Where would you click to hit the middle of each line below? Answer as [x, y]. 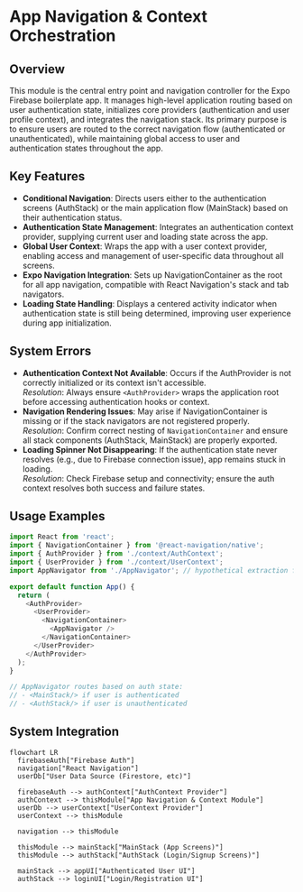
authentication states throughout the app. [87, 148]
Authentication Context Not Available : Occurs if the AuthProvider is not [156, 372]
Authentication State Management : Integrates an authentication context [158, 226]
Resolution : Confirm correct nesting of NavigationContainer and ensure [155, 430]
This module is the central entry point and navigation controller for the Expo [150, 91]
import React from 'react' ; [62, 537]
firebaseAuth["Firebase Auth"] [76, 760]
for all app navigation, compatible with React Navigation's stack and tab [156, 284]
